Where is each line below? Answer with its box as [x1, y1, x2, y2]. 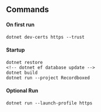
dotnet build [6, 70, 38, 76]
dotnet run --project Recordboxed [6, 74, 90, 81]
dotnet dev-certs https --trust [6, 34, 85, 40]
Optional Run [6, 87, 39, 94]
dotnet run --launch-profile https [6, 100, 93, 106]
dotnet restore [6, 59, 43, 65]
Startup [6, 46, 25, 53]
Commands [6, 5, 50, 15]
